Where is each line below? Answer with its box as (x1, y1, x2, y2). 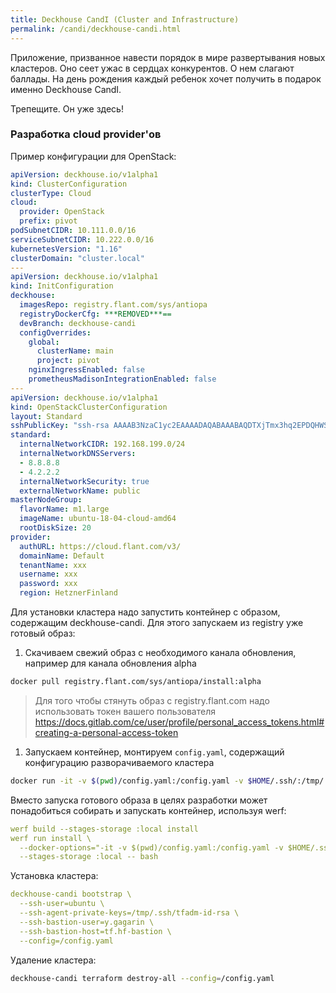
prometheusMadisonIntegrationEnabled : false (28, 374, 217, 385)
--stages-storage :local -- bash (19, 852, 159, 862)
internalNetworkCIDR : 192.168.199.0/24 (19, 439, 186, 450)
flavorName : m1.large (19, 504, 110, 515)
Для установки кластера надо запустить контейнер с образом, (10, 606, 281, 618)
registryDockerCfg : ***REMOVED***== (19, 309, 172, 319)
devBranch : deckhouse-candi (19, 318, 137, 328)
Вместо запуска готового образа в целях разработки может (10, 794, 268, 806)
